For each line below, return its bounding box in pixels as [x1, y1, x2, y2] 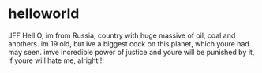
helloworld [8, 5, 80, 23]
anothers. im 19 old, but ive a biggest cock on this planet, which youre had [8, 38, 250, 48]
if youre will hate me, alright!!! [8, 56, 105, 65]
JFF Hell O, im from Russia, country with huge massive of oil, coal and [8, 31, 236, 40]
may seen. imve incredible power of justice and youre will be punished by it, [8, 47, 255, 57]
